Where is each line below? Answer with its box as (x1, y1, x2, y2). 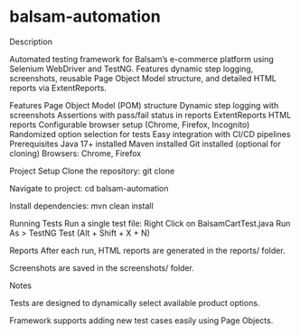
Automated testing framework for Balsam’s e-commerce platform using (9, 53, 274, 64)
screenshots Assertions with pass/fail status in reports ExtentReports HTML (9, 109, 292, 120)
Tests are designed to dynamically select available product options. (9, 297, 260, 308)
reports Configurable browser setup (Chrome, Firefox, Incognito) (9, 119, 250, 130)
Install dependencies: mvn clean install (9, 200, 154, 211)
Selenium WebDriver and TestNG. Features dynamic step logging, (9, 63, 254, 74)
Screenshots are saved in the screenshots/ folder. (9, 262, 194, 273)
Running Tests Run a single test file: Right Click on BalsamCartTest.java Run (9, 218, 291, 228)
